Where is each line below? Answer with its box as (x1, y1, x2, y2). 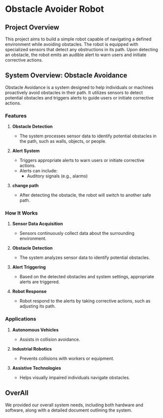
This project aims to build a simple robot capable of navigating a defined (5, 36, 152, 42)
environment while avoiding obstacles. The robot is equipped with (5, 41, 138, 47)
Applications (5, 316, 36, 322)
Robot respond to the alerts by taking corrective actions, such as (19, 298, 151, 304)
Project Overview (5, 23, 59, 32)
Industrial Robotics (12, 346, 52, 352)
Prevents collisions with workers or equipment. (19, 355, 114, 361)
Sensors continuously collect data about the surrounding (19, 230, 135, 236)
